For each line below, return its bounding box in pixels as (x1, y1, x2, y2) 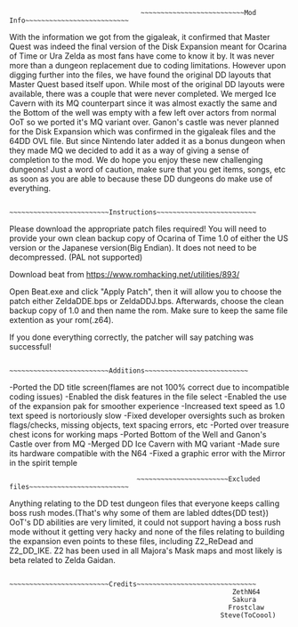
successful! (9, 342, 52, 351)
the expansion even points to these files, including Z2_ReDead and (9, 536, 254, 546)
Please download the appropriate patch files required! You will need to (9, 223, 267, 234)
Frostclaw (228, 603, 265, 612)
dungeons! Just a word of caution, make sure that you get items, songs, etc (9, 165, 286, 174)
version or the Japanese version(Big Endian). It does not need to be (9, 243, 257, 253)
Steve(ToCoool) (220, 611, 277, 620)
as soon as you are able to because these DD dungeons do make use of (9, 173, 273, 184)
